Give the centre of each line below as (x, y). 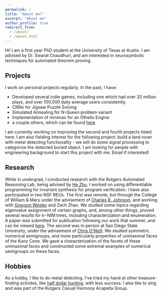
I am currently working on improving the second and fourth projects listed (78, 132)
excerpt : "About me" (26, 18)
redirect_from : (20, 28)
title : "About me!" (25, 14)
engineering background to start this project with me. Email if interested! (77, 152)
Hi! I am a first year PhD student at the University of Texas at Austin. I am (77, 50)
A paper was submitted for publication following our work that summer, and (80, 220)
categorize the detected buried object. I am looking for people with (72, 147)
